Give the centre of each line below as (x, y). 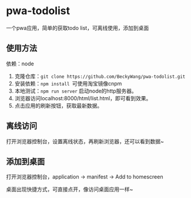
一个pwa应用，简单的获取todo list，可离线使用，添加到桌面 (78, 28)
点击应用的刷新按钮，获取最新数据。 (58, 105)
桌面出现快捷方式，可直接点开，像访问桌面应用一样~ (70, 189)
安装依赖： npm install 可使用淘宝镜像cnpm (68, 83)
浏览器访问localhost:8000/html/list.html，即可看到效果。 (83, 98)
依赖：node (20, 64)
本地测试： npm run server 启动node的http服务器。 (76, 91)
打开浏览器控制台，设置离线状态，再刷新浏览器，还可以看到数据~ (85, 141)
